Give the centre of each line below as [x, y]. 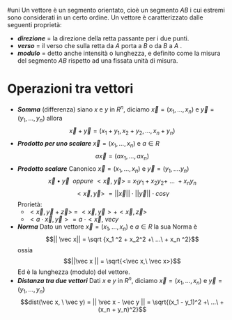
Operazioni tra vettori [70, 89]
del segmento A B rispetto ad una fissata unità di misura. [98, 61]
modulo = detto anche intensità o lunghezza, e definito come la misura [119, 53]
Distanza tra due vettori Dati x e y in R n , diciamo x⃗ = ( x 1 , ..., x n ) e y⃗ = [120, 281]
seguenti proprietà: [34, 25]
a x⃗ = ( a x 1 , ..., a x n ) [122, 157]
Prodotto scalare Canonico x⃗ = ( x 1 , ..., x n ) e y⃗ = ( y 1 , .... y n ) [103, 169]
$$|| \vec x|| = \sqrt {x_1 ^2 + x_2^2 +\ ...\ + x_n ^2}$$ [122, 239]
